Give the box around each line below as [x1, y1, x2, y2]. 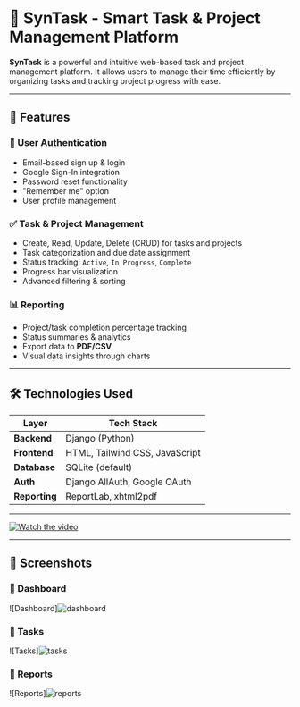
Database [13, 461, 56, 474]
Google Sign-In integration [21, 166, 121, 177]
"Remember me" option [21, 185, 110, 196]
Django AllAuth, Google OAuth [65, 476, 192, 488]
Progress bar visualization [21, 265, 119, 276]
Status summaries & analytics [21, 332, 131, 342]
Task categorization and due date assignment [21, 247, 190, 257]
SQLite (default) [65, 461, 133, 474]
